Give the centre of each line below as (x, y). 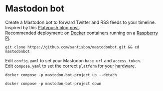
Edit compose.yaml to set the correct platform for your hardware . (71, 66)
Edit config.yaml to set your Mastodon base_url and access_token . (73, 60)
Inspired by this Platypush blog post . (43, 27)
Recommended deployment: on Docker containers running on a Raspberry (81, 33)
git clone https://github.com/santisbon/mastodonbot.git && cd (72, 47)
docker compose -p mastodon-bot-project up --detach (61, 75)
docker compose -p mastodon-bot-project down (53, 84)
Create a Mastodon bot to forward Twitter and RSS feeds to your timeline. (81, 22)
